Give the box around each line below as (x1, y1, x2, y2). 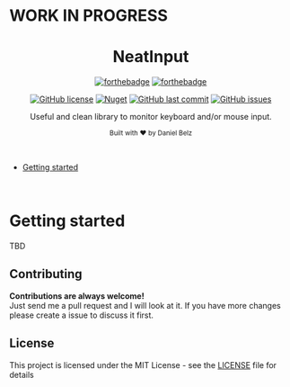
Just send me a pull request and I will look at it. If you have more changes (9, 300, 281, 310)
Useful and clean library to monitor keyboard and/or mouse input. (30, 112, 272, 122)
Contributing (9, 266, 83, 282)
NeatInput (112, 47, 189, 67)
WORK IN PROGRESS (9, 5, 169, 26)
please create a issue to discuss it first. (9, 310, 154, 320)
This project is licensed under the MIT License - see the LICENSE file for (9, 359, 277, 370)
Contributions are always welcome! (9, 290, 145, 301)
